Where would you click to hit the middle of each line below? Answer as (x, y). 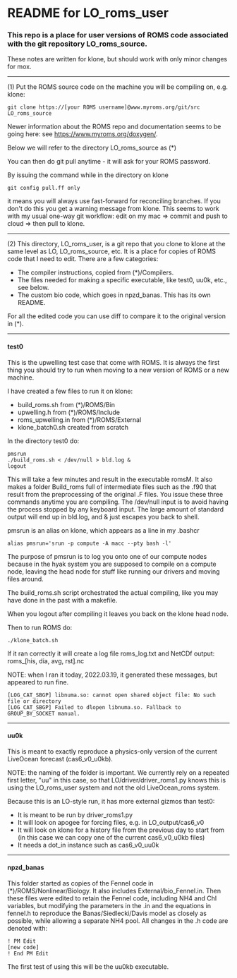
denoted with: (28, 929)
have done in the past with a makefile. (62, 600)
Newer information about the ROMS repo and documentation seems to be (114, 127)
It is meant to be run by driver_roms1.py (75, 815)
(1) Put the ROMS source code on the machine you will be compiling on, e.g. (117, 87)
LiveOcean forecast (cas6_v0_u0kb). (60, 759)
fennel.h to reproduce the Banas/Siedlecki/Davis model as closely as (107, 913)
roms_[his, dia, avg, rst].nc (46, 660)
